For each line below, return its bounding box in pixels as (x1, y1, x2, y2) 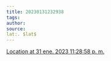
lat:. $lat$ (6, 31, 37, 37)
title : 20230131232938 (6, 8, 64, 15)
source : (6, 25, 26, 32)
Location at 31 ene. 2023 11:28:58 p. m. (6, 48, 105, 55)
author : (6, 20, 26, 26)
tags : (6, 14, 20, 21)
